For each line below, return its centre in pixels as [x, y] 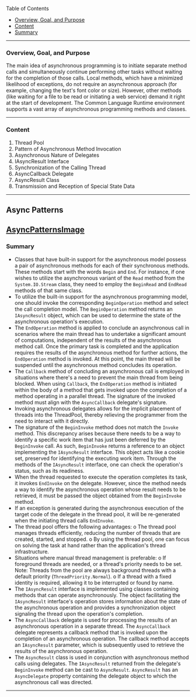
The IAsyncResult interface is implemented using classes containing [97, 589]
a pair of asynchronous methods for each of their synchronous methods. [102, 265]
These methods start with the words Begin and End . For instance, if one [99, 272]
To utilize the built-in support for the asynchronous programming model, [101, 296]
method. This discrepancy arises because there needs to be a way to [97, 433]
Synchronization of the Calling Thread [60, 167]
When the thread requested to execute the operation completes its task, [101, 477]
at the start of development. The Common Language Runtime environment [95, 103]
